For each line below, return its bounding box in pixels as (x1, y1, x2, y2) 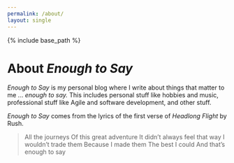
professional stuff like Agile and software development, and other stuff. (7, 99, 212, 107)
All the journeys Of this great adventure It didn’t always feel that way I (24, 133, 225, 141)
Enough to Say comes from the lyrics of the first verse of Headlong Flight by (7, 112, 227, 120)
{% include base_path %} (7, 36, 81, 44)
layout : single (7, 17, 52, 24)
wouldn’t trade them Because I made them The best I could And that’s (24, 141, 226, 149)
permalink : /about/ (7, 10, 64, 17)
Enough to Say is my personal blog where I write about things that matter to (7, 83, 225, 92)
